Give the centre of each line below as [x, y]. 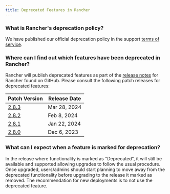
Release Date [65, 99]
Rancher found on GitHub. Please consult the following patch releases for [83, 81]
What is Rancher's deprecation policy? [55, 28]
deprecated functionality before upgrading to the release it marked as [79, 175]
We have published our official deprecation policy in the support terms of [82, 39]
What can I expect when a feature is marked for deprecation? [83, 148]
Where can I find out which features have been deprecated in [83, 58]
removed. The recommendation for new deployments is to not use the [79, 180]
